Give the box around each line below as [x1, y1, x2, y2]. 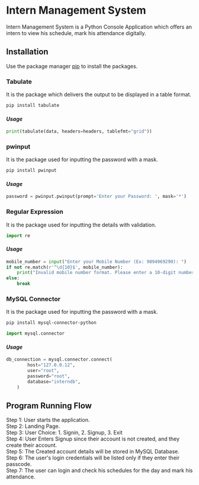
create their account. [6, 442, 57, 449]
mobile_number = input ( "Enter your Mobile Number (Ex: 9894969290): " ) [6, 259, 187, 264]
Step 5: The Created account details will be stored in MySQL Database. [6, 448, 179, 455]
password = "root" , [27, 373, 70, 379]
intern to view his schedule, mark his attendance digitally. [6, 29, 146, 36]
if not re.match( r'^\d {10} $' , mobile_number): [6, 264, 123, 270]
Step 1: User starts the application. [6, 417, 90, 424]
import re [6, 232, 31, 238]
